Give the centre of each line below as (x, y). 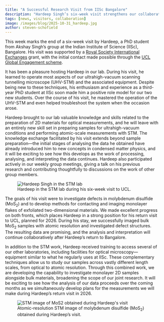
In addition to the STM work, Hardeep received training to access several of (81, 246)
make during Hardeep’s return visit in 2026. (49, 293)
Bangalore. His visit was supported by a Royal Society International (72, 52)
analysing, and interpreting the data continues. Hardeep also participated (79, 159)
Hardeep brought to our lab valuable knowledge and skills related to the (77, 118)
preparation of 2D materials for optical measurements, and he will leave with (82, 123)
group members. (22, 175)
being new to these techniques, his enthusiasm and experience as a (73, 87)
